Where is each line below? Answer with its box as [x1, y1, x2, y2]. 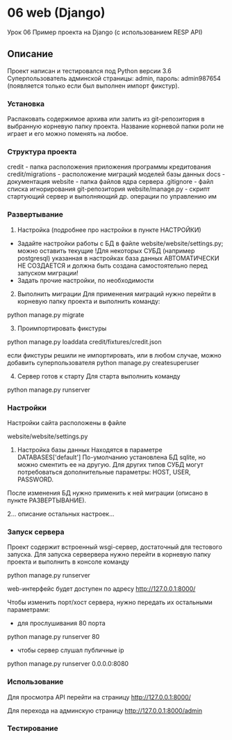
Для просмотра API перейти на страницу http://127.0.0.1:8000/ [7, 693, 191, 701]
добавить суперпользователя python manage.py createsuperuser [7, 358, 199, 367]
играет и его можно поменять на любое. [7, 130, 129, 138]
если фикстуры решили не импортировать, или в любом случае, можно [7, 350, 222, 360]
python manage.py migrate [7, 310, 85, 318]
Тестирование [7, 723, 59, 733]
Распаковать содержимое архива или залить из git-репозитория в [7, 115, 205, 123]
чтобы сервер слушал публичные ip [17, 646, 124, 654]
